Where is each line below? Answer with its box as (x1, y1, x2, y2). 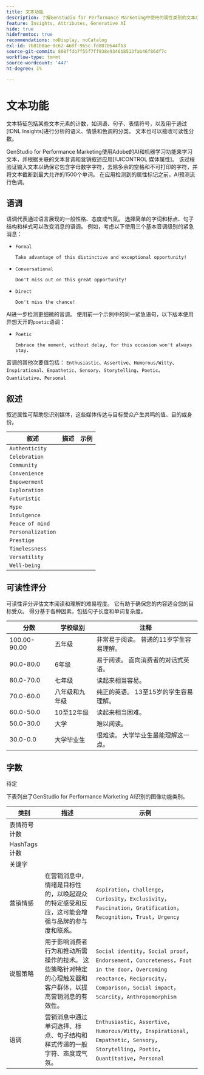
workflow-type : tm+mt (6, 54, 61, 60)
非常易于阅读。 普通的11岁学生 (96, 635, 185, 644)
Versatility (9, 554, 44, 560)
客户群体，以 (44, 983, 82, 991)
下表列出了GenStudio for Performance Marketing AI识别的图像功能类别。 (6, 792, 188, 800)
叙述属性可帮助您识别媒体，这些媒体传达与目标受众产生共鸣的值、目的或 (6, 411, 187, 418)
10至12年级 (54, 708, 89, 716)
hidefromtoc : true (6, 32, 53, 38)
